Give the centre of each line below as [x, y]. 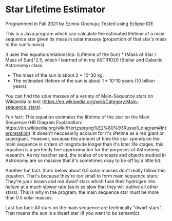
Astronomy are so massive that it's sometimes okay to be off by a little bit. [83, 160]
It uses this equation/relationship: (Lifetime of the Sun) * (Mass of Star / [81, 54]
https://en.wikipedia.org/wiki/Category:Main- [91, 102]
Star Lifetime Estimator [55, 9]
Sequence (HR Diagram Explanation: [44, 122]
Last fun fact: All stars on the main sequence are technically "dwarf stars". [84, 207]
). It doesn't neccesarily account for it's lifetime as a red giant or [96, 133]
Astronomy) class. [24, 65]
